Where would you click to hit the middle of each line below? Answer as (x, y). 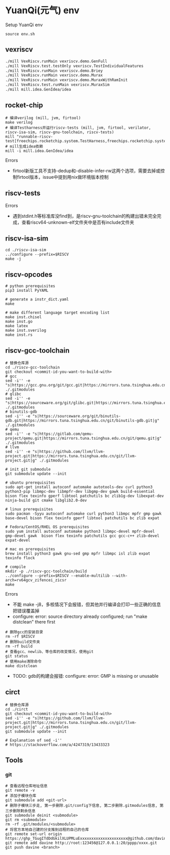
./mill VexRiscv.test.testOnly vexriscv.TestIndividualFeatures (74, 66)
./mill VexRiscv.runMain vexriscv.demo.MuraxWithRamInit (67, 80)
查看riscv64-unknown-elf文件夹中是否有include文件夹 (78, 222)
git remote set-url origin (34, 834)
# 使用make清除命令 (24, 662)
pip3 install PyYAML (27, 291)
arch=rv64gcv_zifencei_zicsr (36, 580)
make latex (17, 326)
